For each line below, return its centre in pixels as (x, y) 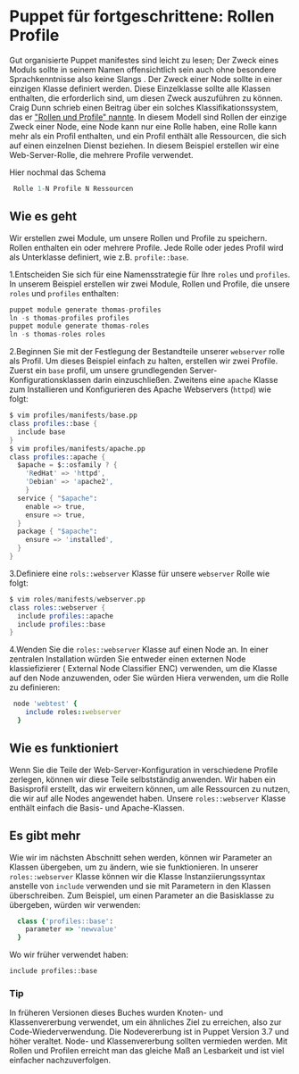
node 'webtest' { (45, 704)
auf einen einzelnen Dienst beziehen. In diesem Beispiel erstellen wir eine (144, 146)
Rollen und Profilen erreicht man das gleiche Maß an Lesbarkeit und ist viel (147, 1051)
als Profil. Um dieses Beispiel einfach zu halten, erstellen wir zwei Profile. (144, 361)
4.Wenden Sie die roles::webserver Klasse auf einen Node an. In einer (139, 650)
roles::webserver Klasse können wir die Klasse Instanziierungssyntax (137, 876)
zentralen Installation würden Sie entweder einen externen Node (128, 659)
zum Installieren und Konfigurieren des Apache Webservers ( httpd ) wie (141, 389)
